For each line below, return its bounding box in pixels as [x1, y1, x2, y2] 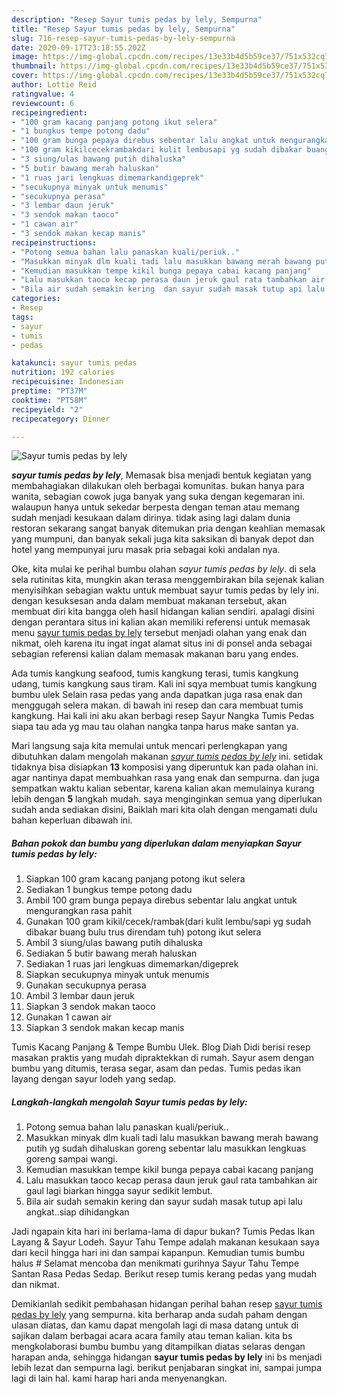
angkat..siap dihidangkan [25, 1206, 130, 1218]
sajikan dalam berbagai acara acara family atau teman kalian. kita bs [11, 1330, 293, 1342]
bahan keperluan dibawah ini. [11, 814, 133, 826]
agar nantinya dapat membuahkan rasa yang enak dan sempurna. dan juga [11, 772, 320, 784]
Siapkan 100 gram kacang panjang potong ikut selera [25, 873, 246, 885]
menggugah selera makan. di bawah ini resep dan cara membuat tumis [11, 699, 304, 711]
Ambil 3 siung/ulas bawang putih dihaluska [25, 937, 203, 949]
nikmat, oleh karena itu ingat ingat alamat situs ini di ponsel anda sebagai [11, 637, 313, 650]
